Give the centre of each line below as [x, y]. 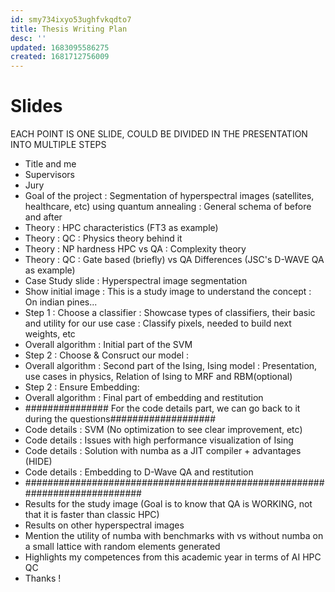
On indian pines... [61, 302]
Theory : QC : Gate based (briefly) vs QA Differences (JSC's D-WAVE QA [174, 260]
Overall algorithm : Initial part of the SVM [108, 345]
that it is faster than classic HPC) [92, 515]
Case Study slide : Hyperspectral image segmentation [136, 281]
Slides [36, 106]
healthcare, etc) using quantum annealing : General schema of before [168, 207]
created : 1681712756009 [60, 57]
